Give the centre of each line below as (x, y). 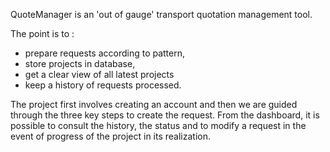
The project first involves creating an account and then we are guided (154, 104)
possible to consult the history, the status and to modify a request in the (158, 125)
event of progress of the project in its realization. (111, 136)
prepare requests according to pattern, (105, 53)
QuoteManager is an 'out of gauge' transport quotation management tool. (161, 14)
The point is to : (42, 33)
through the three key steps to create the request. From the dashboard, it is (165, 115)
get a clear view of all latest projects (99, 74)
